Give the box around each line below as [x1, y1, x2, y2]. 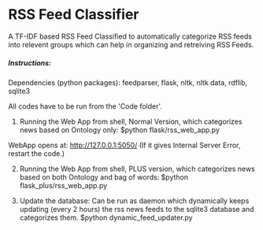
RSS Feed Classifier [8, 6, 139, 24]
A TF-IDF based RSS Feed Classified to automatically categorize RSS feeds [8, 32, 252, 41]
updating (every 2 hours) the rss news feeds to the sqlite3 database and [19, 204, 254, 213]
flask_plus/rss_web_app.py [19, 180, 108, 190]
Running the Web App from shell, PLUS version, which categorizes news [19, 164, 256, 173]
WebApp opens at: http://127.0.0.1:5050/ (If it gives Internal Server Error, [8, 140, 241, 150]
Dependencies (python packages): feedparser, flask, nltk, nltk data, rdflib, [8, 77, 248, 87]
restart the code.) [8, 148, 65, 158]
